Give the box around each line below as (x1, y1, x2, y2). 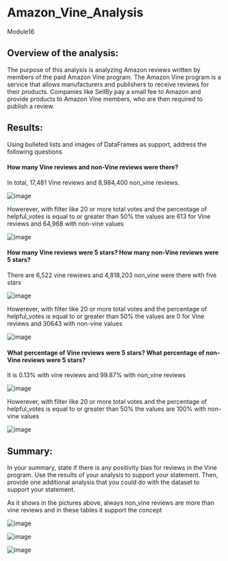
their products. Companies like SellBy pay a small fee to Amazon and (7, 87, 201, 95)
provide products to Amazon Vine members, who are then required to (7, 95, 203, 103)
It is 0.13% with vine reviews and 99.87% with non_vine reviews (7, 371, 186, 379)
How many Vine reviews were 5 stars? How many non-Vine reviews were (7, 248, 219, 256)
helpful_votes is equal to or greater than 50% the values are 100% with (7, 405, 207, 413)
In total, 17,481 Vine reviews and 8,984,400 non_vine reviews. (7, 178, 180, 187)
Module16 (7, 27, 35, 36)
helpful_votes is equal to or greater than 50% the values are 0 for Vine (7, 312, 205, 320)
